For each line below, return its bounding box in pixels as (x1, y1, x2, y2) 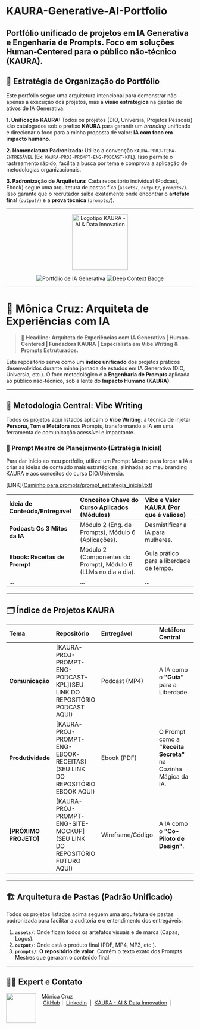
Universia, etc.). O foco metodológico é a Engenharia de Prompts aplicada (6, 371, 190, 378)
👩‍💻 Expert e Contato (6, 977, 83, 987)
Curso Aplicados (80, 503, 129, 512)
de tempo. (145, 564, 174, 572)
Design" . (158, 842, 185, 850)
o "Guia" (158, 673, 185, 682)
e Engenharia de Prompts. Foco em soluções (6, 37, 174, 47)
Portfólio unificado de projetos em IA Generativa (6, 28, 189, 38)
